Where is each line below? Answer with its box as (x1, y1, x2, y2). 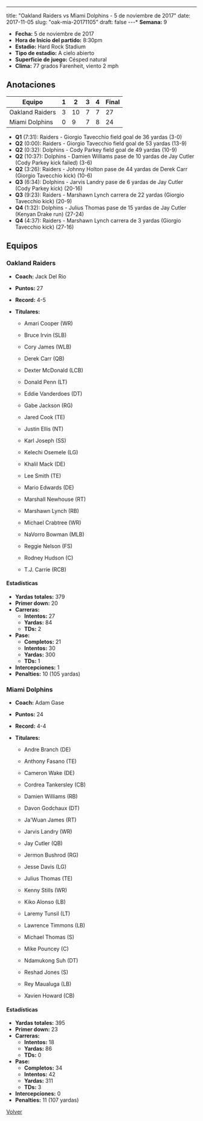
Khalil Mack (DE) (24, 460, 66, 468)
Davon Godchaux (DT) (24, 805, 80, 811)
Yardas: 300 (24, 651, 56, 658)
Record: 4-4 (14, 722, 47, 730)
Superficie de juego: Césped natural (14, 56, 107, 63)
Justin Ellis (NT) (24, 425, 64, 433)
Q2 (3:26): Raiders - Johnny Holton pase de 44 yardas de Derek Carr (14, 165, 188, 172)
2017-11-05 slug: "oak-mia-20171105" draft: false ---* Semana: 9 (6, 19, 167, 25)
